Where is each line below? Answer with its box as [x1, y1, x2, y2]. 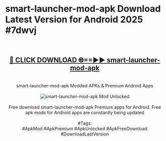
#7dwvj [5, 25, 37, 36]
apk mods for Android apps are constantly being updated [25, 109, 145, 115]
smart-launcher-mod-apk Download [5, 3, 161, 15]
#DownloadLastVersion [60, 131, 109, 137]
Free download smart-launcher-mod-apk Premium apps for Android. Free [8, 104, 161, 110]
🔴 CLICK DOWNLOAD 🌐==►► [9, 56, 106, 65]
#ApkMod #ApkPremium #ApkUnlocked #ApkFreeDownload [22, 125, 148, 131]
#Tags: [77, 120, 92, 126]
